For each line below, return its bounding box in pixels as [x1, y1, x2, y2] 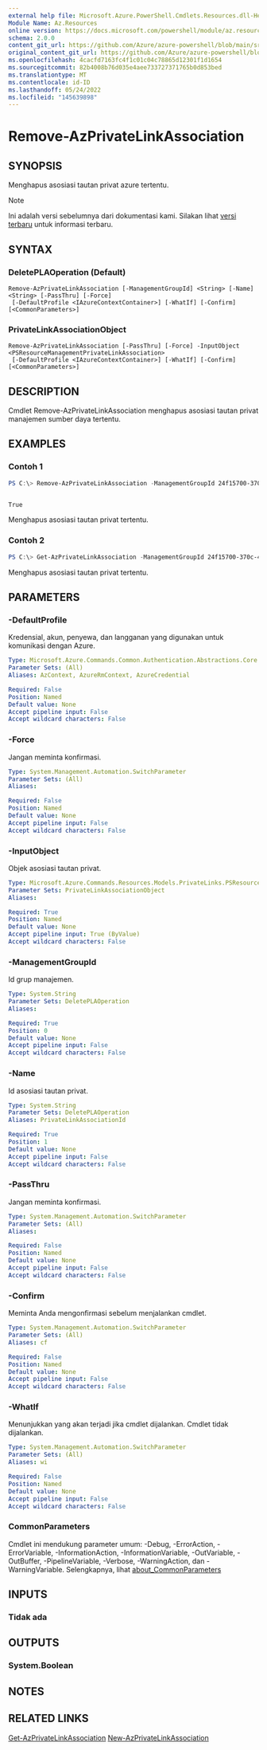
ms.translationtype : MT [8, 71, 87, 79]
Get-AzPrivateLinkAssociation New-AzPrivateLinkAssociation [8, 1732, 209, 1742]
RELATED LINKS [8, 1712, 89, 1725]
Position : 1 [8, 1138, 48, 1146]
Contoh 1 [8, 461, 44, 473]
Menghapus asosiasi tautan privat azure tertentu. [8, 180, 169, 190]
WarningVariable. [8, 1564, 65, 1574]
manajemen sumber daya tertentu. [8, 414, 122, 424]
